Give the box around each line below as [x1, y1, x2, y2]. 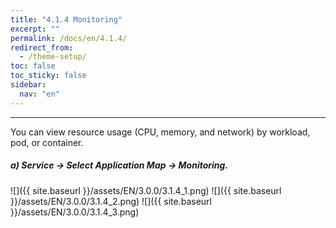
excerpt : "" [10, 24, 60, 34]
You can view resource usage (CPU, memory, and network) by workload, [10, 126, 311, 138]
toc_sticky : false [10, 71, 87, 81]
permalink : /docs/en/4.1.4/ [10, 33, 128, 43]
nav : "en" [19, 89, 60, 99]
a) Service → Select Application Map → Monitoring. [10, 159, 229, 171]
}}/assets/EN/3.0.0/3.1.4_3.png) [10, 206, 140, 218]
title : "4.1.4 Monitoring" [10, 14, 123, 25]
